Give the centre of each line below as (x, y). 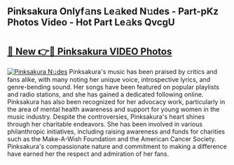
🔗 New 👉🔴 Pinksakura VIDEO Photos (90, 51)
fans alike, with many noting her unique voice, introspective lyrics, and (109, 79)
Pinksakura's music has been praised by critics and (143, 72)
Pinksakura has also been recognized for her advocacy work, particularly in (116, 102)
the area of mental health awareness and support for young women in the (113, 109)
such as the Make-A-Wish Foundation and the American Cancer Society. (112, 139)
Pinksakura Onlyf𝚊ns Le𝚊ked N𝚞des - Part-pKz (113, 12)
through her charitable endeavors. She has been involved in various (105, 124)
